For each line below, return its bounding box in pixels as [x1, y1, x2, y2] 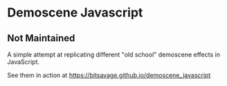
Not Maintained [7, 32, 75, 44]
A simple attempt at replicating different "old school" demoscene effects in [7, 50, 220, 58]
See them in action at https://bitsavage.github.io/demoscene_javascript [7, 71, 211, 79]
